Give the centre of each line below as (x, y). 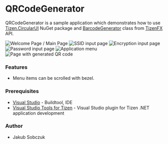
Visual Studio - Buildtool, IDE (43, 102)
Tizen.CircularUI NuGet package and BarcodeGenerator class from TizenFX (84, 28)
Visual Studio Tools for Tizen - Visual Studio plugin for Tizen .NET (81, 108)
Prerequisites (22, 91)
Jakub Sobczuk (29, 137)
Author (14, 126)
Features (16, 67)
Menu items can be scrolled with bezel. (53, 78)
